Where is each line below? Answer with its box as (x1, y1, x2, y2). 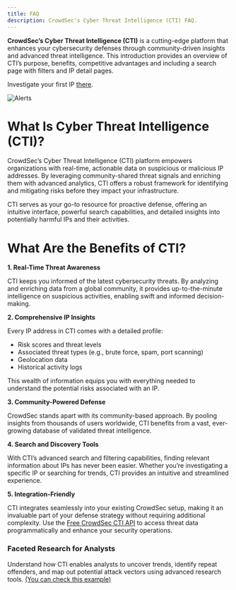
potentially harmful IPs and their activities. (7, 215, 129, 224)
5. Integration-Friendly (7, 490, 76, 498)
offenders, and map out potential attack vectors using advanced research (7, 567, 221, 576)
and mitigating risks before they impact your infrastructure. (7, 186, 179, 195)
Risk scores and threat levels (17, 340, 102, 349)
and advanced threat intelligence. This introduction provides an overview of (7, 51, 228, 60)
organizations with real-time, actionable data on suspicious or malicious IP (7, 164, 224, 173)
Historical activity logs (17, 363, 83, 371)
